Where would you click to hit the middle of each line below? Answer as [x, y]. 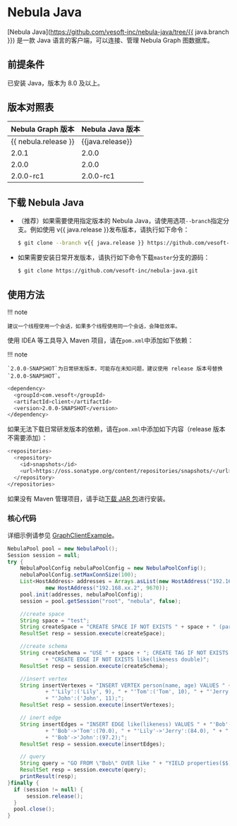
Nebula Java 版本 [111, 129]
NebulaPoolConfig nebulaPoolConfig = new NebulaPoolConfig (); [113, 568]
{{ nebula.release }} [43, 141]
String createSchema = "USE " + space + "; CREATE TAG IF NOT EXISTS [124, 653]
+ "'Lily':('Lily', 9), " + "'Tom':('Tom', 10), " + [124, 692]
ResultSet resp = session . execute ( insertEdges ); [93, 744]
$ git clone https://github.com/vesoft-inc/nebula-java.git [108, 271]
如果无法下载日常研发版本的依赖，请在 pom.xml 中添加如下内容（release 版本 [116, 429]
